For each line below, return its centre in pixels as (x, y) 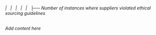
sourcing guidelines (25, 13)
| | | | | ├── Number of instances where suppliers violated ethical (78, 8)
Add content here (23, 29)
